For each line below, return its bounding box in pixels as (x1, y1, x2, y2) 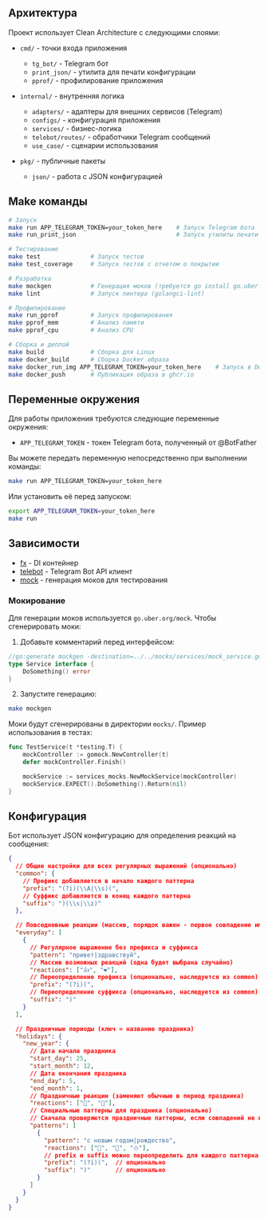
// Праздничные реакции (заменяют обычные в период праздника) (29, 1092, 245, 1100)
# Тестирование (8, 246, 59, 254)
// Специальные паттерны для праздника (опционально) (29, 1107, 213, 1115)
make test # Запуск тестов (8, 253, 145, 261)
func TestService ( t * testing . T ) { (8, 743, 124, 751)
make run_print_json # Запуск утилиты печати (8, 231, 259, 239)
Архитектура (8, 6, 78, 20)
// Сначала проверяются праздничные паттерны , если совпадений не (29, 1114, 255, 1122)
